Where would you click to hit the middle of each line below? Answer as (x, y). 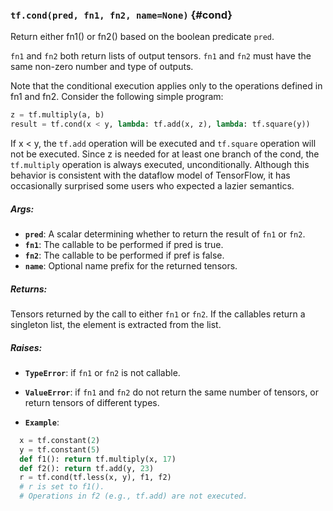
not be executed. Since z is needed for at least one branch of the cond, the (165, 154)
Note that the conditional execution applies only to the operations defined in (166, 86)
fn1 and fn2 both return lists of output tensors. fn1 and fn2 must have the (161, 56)
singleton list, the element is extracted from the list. (116, 324)
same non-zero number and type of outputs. (102, 67)
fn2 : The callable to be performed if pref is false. (124, 255)
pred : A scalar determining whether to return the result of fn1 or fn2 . (165, 234)
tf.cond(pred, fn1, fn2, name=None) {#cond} (121, 15)
